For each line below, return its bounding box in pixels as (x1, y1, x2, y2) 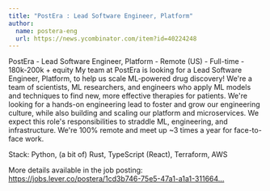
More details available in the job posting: (8, 165, 143, 175)
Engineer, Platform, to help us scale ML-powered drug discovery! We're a (8, 74, 253, 83)
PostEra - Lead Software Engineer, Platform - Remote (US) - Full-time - (8, 57, 245, 66)
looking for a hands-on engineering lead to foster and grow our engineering (8, 100, 260, 109)
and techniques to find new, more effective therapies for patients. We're (8, 91, 248, 101)
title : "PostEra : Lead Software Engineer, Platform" (8, 11, 194, 20)
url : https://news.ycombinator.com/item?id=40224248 (15, 34, 197, 43)
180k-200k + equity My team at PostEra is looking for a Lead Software (8, 66, 243, 75)
